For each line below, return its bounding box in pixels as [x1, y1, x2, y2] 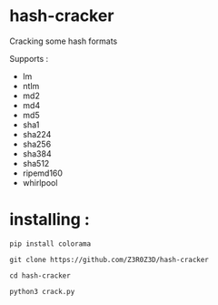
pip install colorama [9, 239, 92, 249]
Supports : [9, 53, 49, 64]
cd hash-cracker [9, 270, 71, 280]
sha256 [22, 138, 52, 149]
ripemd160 [22, 168, 64, 178]
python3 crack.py [9, 287, 75, 296]
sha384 [22, 147, 52, 159]
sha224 [22, 128, 52, 139]
